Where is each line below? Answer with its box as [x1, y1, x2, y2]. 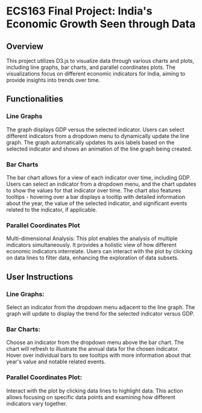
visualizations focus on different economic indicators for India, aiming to [6, 70, 186, 77]
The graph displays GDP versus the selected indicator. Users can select [6, 126, 185, 133]
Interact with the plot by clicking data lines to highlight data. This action [6, 387, 183, 394]
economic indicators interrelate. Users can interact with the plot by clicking [6, 248, 193, 255]
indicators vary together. [6, 400, 68, 407]
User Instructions [6, 272, 74, 282]
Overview [6, 41, 44, 51]
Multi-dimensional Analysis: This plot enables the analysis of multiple [6, 235, 178, 242]
